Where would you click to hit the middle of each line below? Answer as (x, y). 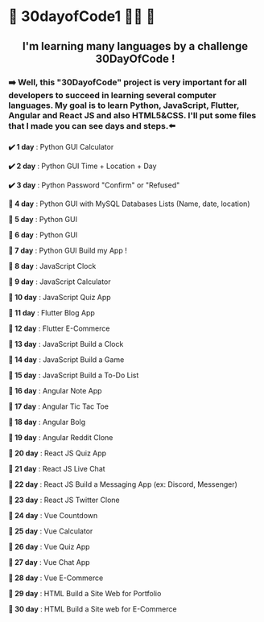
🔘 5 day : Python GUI (43, 219)
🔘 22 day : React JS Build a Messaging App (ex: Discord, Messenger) (123, 484)
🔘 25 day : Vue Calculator (51, 531)
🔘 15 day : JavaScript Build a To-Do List (74, 375)
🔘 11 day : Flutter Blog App (52, 312)
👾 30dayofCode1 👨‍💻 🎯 (82, 16)
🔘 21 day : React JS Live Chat (57, 468)
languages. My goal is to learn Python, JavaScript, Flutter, (124, 105)
